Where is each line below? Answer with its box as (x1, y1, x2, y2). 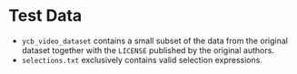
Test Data (8, 5, 83, 26)
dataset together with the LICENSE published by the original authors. (21, 44, 274, 55)
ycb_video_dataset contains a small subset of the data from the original (21, 35, 288, 46)
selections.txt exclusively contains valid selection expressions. (21, 54, 262, 65)
